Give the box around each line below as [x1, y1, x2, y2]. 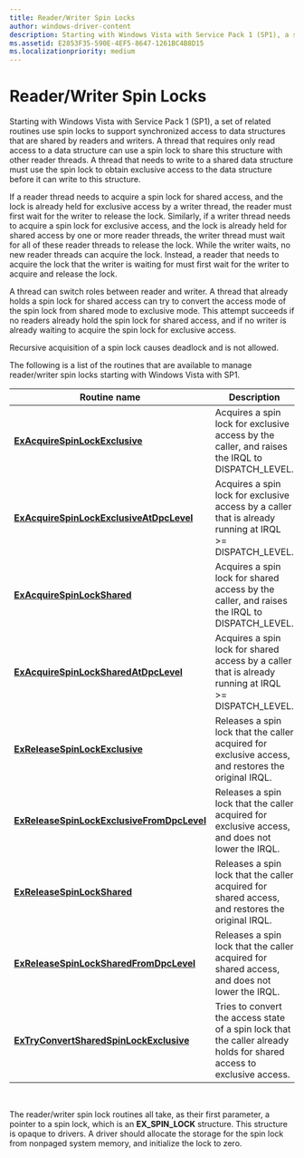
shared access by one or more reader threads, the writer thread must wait [9, 230, 285, 241]
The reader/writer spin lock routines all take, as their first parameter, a [9, 1109, 270, 1120]
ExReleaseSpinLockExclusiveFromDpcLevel [14, 814, 206, 827]
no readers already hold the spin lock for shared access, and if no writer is [9, 315, 287, 326]
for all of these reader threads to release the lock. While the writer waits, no [9, 239, 291, 250]
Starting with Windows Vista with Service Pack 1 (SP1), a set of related [9, 116, 271, 127]
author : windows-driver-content [9, 22, 131, 31]
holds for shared [214, 1046, 285, 1058]
